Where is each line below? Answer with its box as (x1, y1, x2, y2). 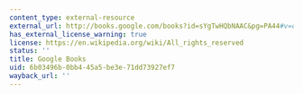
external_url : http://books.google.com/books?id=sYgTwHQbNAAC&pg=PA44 (9, 21, 280, 30)
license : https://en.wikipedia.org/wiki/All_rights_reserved (9, 38, 244, 47)
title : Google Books (9, 55, 87, 64)
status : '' (9, 47, 50, 56)
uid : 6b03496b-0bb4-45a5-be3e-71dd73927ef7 (9, 64, 176, 73)
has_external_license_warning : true (9, 30, 147, 38)
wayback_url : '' (9, 72, 70, 81)
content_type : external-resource (9, 13, 135, 22)
